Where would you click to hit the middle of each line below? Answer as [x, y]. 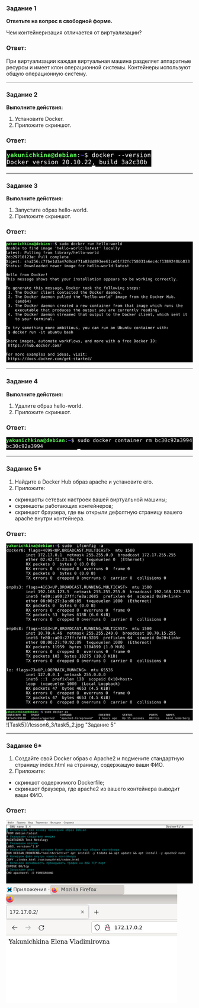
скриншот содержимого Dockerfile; [60, 783]
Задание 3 [22, 186]
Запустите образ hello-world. [51, 210]
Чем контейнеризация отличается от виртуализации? [74, 33]
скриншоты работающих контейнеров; [64, 505]
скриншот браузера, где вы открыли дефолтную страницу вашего [98, 512]
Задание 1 [21, 8]
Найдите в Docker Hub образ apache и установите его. [84, 482]
